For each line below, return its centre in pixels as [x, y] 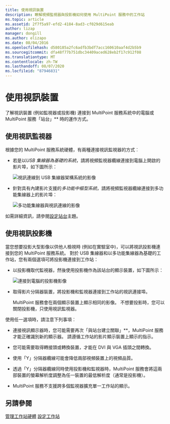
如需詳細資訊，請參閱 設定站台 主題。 [43, 216]
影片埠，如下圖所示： [35, 166]
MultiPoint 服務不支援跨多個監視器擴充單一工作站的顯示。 [72, 386]
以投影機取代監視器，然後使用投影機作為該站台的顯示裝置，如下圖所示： [88, 270]
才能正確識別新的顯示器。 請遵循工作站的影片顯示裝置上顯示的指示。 [84, 336]
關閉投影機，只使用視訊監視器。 [46, 309]
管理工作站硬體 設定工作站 [32, 416]
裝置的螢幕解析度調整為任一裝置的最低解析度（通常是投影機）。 [82, 375]
